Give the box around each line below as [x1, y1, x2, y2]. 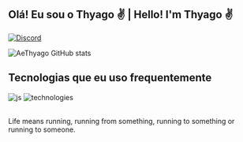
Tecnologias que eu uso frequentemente [8, 71, 212, 84]
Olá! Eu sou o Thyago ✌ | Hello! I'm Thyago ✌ [8, 8, 234, 21]
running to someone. [8, 125, 77, 134]
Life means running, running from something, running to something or [8, 117, 235, 126]
